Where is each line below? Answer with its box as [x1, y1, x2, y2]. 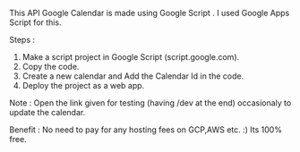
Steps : [9, 35, 36, 45]
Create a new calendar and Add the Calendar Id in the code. [21, 71, 244, 81]
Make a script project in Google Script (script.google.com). [21, 52, 240, 62]
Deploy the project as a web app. [21, 80, 145, 90]
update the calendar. [9, 107, 86, 117]
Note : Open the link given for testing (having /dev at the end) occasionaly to [9, 97, 292, 108]
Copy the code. [21, 62, 80, 72]
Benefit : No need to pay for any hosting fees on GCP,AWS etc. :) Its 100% [9, 124, 282, 135]
